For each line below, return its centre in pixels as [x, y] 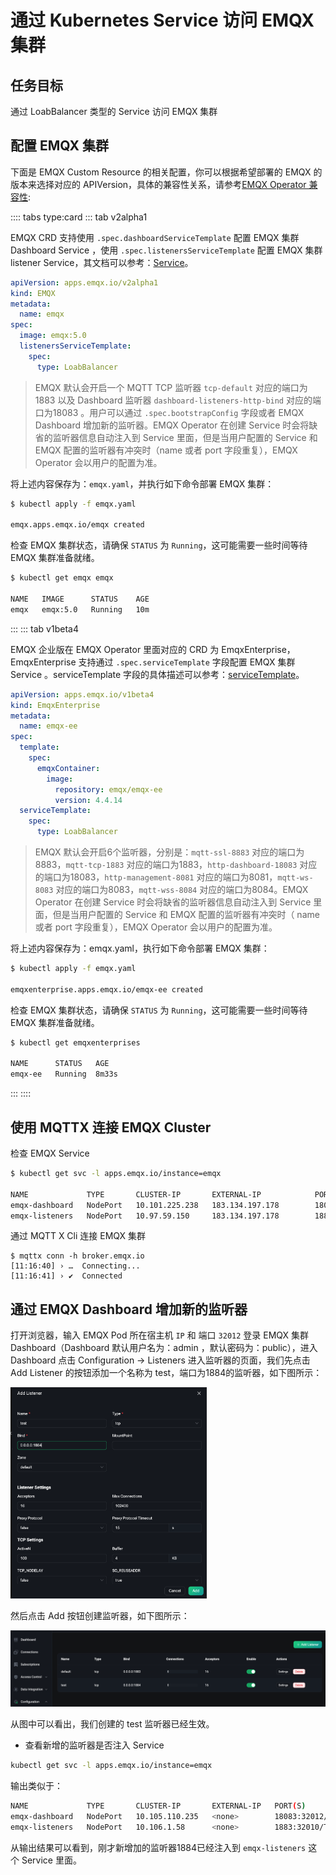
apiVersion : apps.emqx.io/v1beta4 [82, 694]
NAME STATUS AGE [60, 1064]
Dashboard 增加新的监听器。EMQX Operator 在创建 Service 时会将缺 [176, 425]
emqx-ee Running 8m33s [64, 1074]
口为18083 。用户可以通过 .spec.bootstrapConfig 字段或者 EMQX [169, 412]
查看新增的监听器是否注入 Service [94, 1745]
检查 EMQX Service [50, 1153]
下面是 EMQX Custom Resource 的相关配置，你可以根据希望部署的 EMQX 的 [166, 172]
